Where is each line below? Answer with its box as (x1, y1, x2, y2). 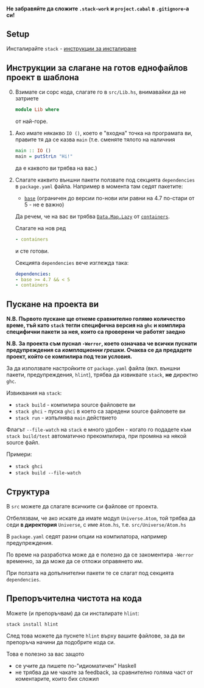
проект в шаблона (6, 72, 79, 82)
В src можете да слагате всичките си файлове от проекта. (6, 502, 158, 510)
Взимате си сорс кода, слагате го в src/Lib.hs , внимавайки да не (15, 88, 186, 96)
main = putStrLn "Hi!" (15, 153, 73, 160)
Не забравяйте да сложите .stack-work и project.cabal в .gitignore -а (6, 5, 189, 12)
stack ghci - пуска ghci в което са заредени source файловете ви (15, 408, 186, 415)
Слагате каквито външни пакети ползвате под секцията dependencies (15, 176, 195, 183)
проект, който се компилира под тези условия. (6, 353, 132, 360)
